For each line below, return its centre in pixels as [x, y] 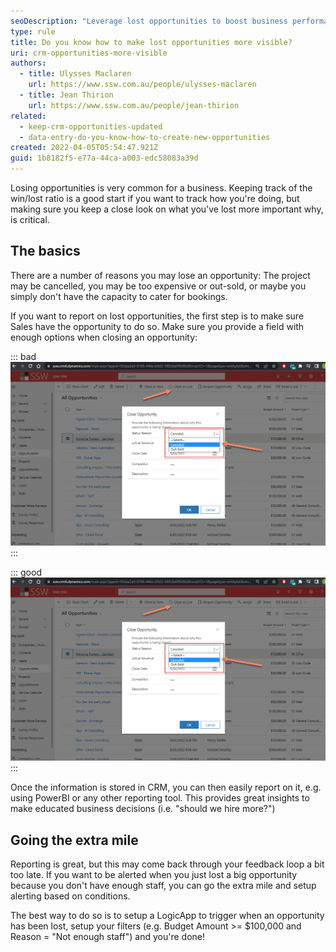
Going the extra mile [74, 840]
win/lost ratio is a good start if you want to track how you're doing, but [155, 198]
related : [28, 116]
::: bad [23, 356]
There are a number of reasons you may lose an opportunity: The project [160, 275]
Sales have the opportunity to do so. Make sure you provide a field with [157, 326]
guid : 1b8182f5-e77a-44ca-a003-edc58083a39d [104, 158]
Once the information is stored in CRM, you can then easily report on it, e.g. [166, 787]
